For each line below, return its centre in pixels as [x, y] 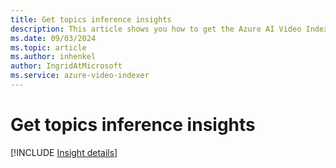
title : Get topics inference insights [91, 19]
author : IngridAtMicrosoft [66, 66]
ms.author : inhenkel [53, 57]
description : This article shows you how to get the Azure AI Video [156, 29]
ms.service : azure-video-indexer [80, 76]
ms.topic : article [48, 47]
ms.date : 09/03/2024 [53, 38]
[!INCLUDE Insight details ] [64, 152]
